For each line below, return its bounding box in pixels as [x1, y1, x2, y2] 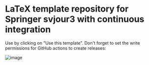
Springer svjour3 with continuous [5, 14, 145, 25]
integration [5, 24, 51, 35]
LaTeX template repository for [5, 3, 128, 15]
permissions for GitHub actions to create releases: [5, 45, 106, 51]
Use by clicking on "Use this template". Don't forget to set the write [5, 40, 140, 46]
